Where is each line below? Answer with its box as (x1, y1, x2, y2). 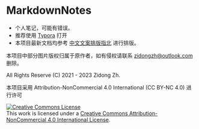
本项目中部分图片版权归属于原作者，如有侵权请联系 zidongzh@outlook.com (6, 52, 194, 59)
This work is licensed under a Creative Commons (6, 109, 128, 117)
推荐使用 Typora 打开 (14, 31, 67, 39)
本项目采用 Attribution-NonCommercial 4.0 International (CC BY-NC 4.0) (6, 83, 185, 91)
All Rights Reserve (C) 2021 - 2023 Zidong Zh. (6, 71, 120, 79)
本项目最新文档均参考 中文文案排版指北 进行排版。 (14, 39, 139, 46)
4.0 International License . (47, 116, 111, 123)
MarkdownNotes (6, 4, 92, 17)
